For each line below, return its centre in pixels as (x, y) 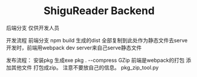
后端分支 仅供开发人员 (33, 28)
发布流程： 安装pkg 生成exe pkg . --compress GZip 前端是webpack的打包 (95, 60)
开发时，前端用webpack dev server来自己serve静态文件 (74, 48)
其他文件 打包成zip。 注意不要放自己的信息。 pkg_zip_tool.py (85, 67)
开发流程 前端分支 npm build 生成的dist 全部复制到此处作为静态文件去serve (97, 40)
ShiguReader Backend (99, 11)
